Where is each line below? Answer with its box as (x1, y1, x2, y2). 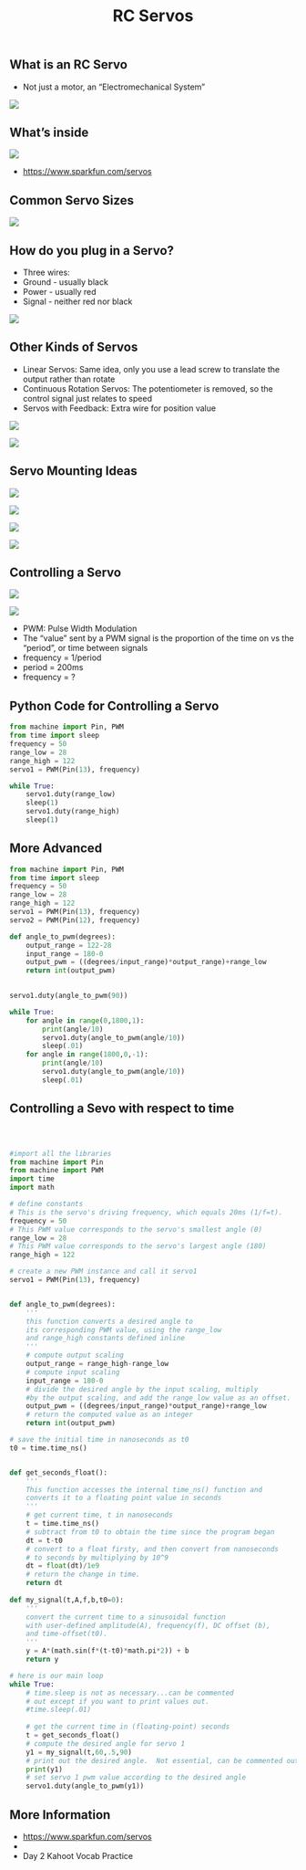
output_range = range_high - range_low (25, 1360, 169, 1369)
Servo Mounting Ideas (9, 463, 138, 479)
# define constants (9, 1200, 84, 1209)
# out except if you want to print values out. (25, 1697, 209, 1706)
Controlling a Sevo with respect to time (9, 1101, 235, 1117)
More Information (9, 1807, 111, 1823)
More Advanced (9, 841, 103, 856)
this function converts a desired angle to (25, 1317, 194, 1326)
